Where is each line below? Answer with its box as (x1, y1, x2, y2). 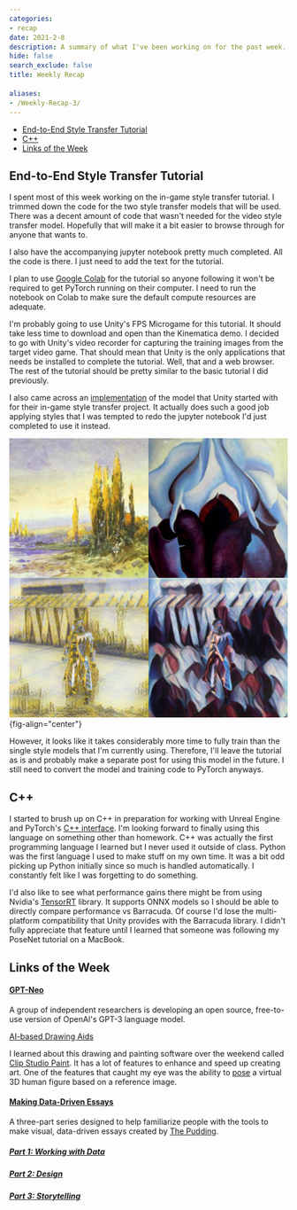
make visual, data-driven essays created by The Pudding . (9, 1126, 219, 1136)
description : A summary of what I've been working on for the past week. (9, 43, 287, 51)
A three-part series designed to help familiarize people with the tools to (9, 1116, 269, 1127)
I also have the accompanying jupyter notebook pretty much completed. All (9, 246, 283, 257)
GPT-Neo (9, 985, 44, 995)
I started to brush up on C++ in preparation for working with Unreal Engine (9, 814, 280, 824)
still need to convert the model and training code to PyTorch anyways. (9, 764, 264, 775)
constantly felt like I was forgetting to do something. (9, 870, 199, 881)
